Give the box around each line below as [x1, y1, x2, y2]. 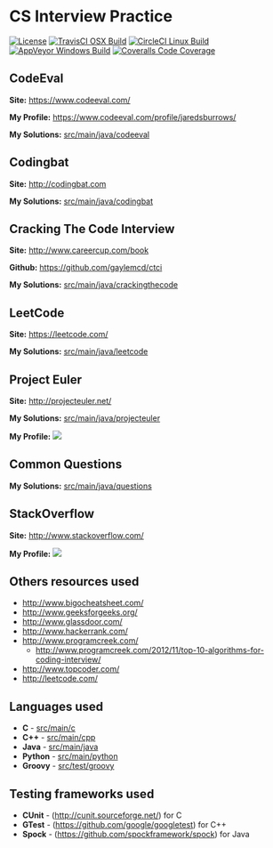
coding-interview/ [35, 654, 101, 665]
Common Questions [9, 456, 123, 472]
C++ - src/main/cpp [21, 732, 96, 743]
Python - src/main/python [21, 751, 118, 762]
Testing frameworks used [9, 786, 155, 802]
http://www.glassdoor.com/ [21, 617, 123, 627]
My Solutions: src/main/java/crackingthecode [9, 279, 179, 290]
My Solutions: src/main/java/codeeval [9, 129, 149, 140]
